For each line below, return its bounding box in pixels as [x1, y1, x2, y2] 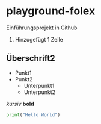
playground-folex [6, 4, 96, 18]
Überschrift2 [6, 53, 55, 64]
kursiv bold [6, 100, 34, 107]
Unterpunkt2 [23, 88, 56, 96]
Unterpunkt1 [23, 82, 55, 89]
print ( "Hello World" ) [6, 111, 61, 118]
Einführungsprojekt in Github [6, 24, 78, 31]
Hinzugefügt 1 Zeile [14, 36, 63, 43]
